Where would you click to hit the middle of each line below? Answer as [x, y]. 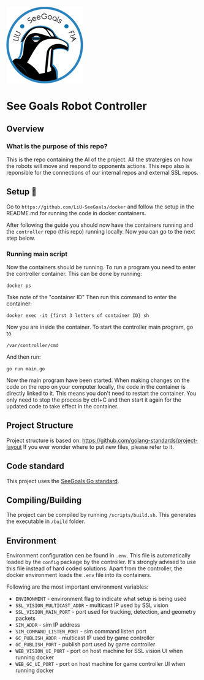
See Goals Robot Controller [77, 106]
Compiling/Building [44, 500]
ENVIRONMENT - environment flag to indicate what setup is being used [101, 599]
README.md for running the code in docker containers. [76, 213]
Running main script [37, 254]
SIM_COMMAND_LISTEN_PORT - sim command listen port [81, 632]
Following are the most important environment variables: [77, 587]
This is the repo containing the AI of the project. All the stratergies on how [100, 159]
